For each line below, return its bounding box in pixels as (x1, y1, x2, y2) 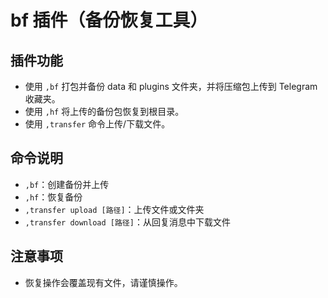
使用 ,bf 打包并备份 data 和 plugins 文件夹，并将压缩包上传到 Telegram (24, 81, 318, 92)
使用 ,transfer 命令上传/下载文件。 (24, 118, 171, 130)
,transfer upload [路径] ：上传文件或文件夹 (24, 203, 205, 215)
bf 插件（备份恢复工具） (10, 9, 208, 32)
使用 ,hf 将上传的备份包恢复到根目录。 (24, 106, 185, 117)
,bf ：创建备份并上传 (24, 178, 110, 190)
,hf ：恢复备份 (24, 191, 83, 203)
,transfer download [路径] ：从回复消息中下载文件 (24, 216, 231, 228)
